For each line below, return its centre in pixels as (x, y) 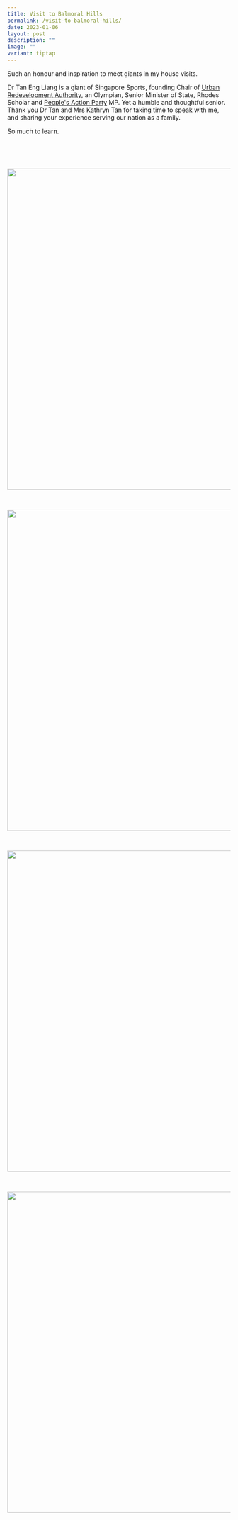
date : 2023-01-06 (33, 27)
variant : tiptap (31, 54)
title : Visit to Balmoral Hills (55, 14)
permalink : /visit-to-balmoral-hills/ (64, 21)
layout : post (27, 34)
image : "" (22, 47)
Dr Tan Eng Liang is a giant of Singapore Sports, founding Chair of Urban (114, 87)
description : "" (31, 40)
